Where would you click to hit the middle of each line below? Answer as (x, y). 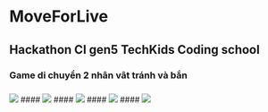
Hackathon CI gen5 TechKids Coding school (135, 50)
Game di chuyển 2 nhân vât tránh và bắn (98, 75)
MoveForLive (59, 17)
